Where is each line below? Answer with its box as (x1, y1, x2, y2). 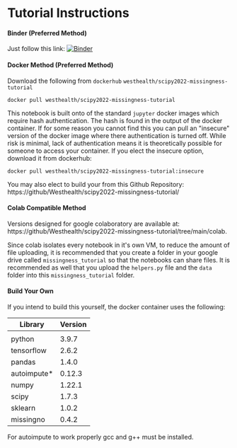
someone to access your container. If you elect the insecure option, (7, 147, 204, 155)
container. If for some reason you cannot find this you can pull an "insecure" (7, 124, 230, 132)
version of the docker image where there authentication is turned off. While (7, 131, 226, 139)
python (11, 334, 35, 344)
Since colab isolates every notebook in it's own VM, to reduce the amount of (7, 241, 230, 249)
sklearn (11, 403, 36, 413)
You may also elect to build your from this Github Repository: (7, 180, 185, 188)
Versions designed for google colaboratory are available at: (7, 219, 180, 228)
